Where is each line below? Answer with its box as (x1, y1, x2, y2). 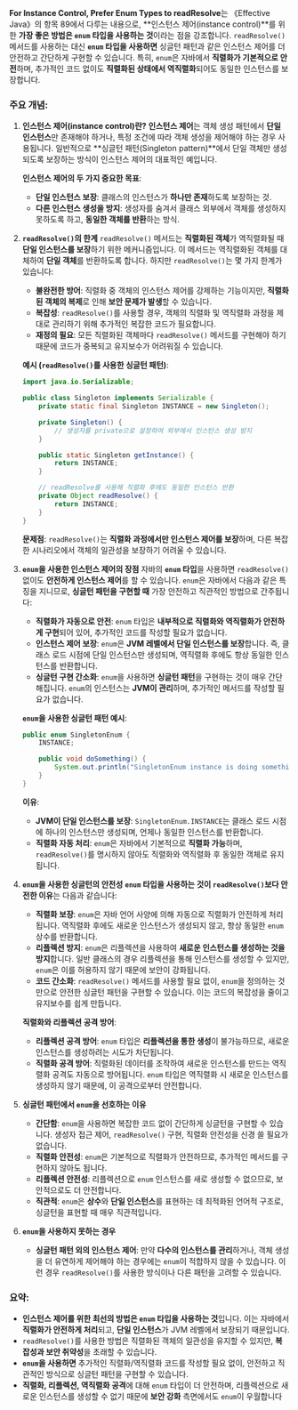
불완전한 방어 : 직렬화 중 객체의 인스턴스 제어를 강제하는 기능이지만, (35, 286, 266, 296)
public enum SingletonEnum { (21, 730, 131, 739)
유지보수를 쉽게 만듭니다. (35, 997, 122, 1008)
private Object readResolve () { (38, 492, 158, 501)
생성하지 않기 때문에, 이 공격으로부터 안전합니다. (35, 1080, 202, 1091)
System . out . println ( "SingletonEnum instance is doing (54, 763, 258, 772)
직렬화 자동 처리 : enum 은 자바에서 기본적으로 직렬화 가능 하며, (35, 837, 243, 848)
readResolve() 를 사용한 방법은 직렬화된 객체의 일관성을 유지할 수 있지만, (21, 1335, 274, 1346)
